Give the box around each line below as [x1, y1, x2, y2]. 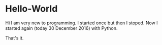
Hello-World [5, 3, 58, 15]
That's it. [5, 35, 24, 41]
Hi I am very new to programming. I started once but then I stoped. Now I [5, 20, 158, 26]
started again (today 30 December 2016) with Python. [5, 25, 118, 31]
